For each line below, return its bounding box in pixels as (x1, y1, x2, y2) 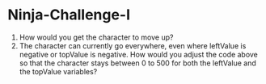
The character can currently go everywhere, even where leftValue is (19, 40, 247, 50)
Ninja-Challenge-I (7, 6, 131, 24)
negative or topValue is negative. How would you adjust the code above (19, 49, 258, 59)
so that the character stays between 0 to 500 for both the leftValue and (19, 58, 256, 68)
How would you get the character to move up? (19, 32, 174, 42)
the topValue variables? (19, 66, 98, 76)
